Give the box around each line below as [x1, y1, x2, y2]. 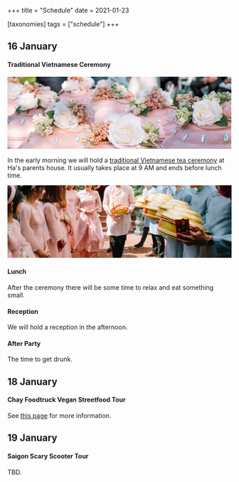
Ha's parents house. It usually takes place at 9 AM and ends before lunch [7, 164, 222, 172]
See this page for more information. [7, 411, 112, 419]
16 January [7, 41, 58, 53]
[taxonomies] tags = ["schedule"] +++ [7, 20, 119, 28]
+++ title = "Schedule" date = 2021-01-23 [7, 6, 129, 14]
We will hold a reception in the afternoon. [7, 323, 128, 332]
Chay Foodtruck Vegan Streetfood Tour [7, 395, 126, 404]
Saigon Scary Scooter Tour [7, 451, 89, 460]
